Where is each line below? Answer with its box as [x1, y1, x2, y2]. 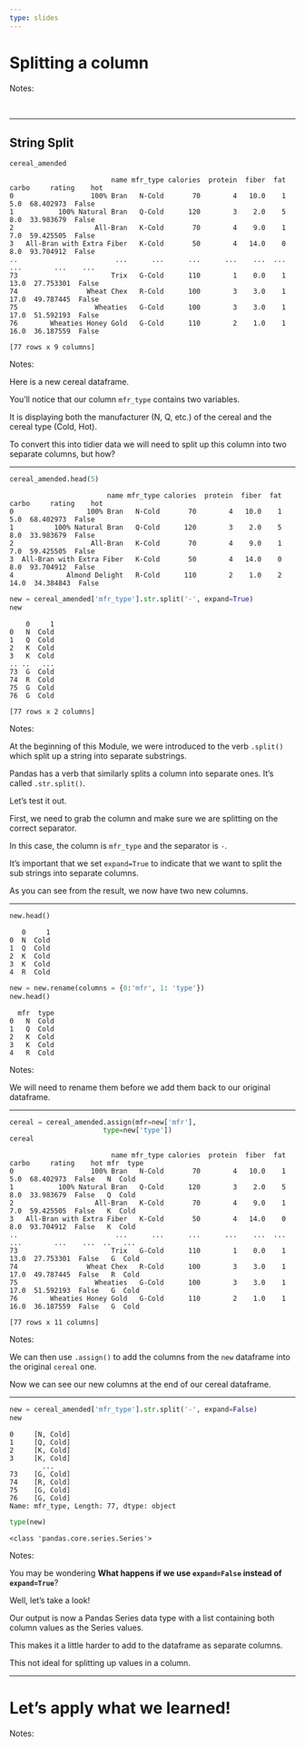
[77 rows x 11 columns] [9, 1318, 100, 1327]
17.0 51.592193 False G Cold [9, 1287, 141, 1296]
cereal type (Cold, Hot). [9, 421, 98, 432]
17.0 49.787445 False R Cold [9, 1270, 141, 1279]
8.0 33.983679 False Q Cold [9, 1191, 136, 1200]
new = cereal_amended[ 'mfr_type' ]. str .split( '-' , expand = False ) [9, 1405, 258, 1415]
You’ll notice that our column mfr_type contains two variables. [9, 394, 241, 405]
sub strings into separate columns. [9, 867, 139, 878]
